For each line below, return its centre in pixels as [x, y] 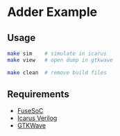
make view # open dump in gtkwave [60, 60]
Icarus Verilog [37, 118]
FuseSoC [30, 111]
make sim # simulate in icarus [57, 53]
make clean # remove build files [57, 73]
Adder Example [52, 12]
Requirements [38, 94]
